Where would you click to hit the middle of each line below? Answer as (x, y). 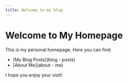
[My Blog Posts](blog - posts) (44, 59)
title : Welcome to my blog (34, 10)
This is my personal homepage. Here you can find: (58, 50)
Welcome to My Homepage (64, 35)
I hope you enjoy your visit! (34, 75)
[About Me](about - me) (38, 65)
